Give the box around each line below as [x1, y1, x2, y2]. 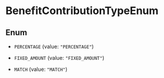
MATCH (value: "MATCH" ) [14, 66, 68, 73]
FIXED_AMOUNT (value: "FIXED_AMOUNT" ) [14, 55, 104, 61]
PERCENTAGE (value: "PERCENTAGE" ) [14, 43, 94, 50]
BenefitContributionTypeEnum [5, 4, 159, 18]
